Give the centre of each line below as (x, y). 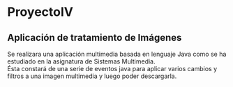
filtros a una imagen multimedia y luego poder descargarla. (92, 76)
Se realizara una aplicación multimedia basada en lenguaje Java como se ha (117, 54)
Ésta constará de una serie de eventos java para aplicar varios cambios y (112, 69)
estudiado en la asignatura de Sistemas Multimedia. (81, 61)
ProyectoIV (40, 12)
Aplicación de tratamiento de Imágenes (95, 38)
